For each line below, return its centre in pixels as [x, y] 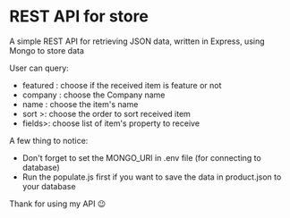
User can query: [39, 68]
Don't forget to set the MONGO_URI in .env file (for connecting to [141, 157]
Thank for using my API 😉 [58, 204]
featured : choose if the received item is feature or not [122, 85]
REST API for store [79, 17]
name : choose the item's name [80, 104]
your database [49, 186]
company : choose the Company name [94, 95]
